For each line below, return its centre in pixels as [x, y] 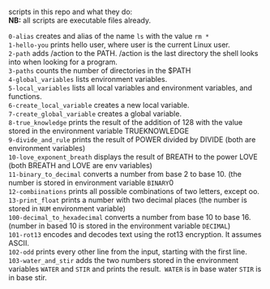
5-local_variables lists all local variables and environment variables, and [131, 88]
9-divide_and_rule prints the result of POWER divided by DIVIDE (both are [132, 140]
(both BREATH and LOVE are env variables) [80, 165]
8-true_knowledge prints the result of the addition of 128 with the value [126, 122]
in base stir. [28, 278]
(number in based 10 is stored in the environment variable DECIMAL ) [120, 226]
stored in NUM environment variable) [67, 209]
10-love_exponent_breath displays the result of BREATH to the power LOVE [133, 157]
